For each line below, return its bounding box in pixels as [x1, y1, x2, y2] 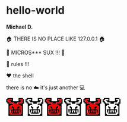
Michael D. [6, 23, 33, 30]
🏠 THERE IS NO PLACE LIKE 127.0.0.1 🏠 [6, 35, 106, 42]
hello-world [6, 4, 65, 17]
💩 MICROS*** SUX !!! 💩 [6, 49, 65, 56]
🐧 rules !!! [6, 60, 30, 67]
